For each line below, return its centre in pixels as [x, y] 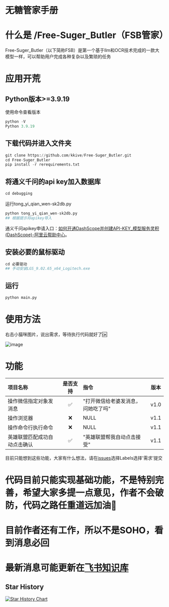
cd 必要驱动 [16, 264]
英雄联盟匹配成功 [28, 437]
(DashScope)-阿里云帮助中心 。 [37, 235]
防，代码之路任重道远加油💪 [61, 506]
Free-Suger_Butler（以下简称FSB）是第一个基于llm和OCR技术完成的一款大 [82, 50]
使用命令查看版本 [23, 112]
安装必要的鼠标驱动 [35, 252]
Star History [25, 587]
